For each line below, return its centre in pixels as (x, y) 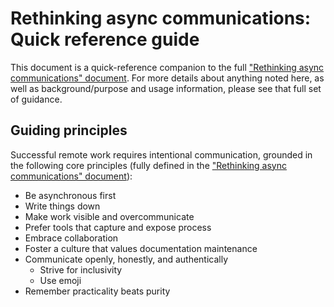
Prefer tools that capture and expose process (118, 227)
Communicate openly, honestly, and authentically (126, 259)
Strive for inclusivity (81, 269)
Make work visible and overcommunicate (109, 216)
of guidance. (36, 99)
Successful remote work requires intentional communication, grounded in (161, 154)
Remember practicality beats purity (97, 291)
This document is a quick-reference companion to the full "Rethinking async (167, 67)
